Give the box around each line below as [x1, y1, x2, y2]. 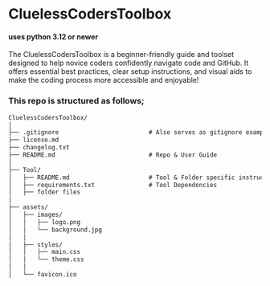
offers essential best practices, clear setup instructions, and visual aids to [8, 67, 252, 76]
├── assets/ [8, 203, 48, 211]
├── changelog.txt [8, 144, 70, 152]
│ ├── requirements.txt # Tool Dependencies [8, 181, 218, 189]
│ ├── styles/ [8, 240, 63, 249]
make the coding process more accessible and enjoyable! [8, 76, 199, 85]
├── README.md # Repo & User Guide [8, 151, 218, 159]
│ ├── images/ [8, 210, 63, 219]
